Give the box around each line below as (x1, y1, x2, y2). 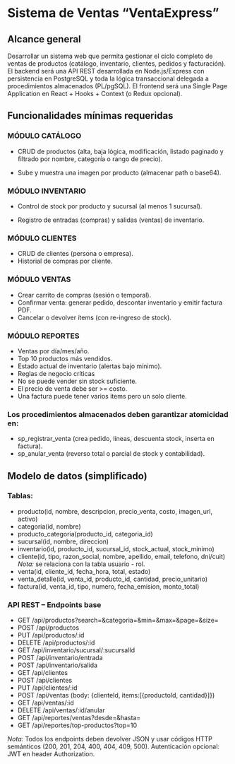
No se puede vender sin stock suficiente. (17, 377, 138, 385)
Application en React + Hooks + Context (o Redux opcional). (7, 90, 183, 98)
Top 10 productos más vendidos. (17, 354, 113, 363)
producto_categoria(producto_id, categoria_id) (17, 529, 153, 538)
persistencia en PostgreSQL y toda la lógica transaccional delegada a (7, 74, 210, 83)
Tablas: (7, 491, 34, 501)
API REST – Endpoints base (7, 599, 102, 609)
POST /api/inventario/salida (17, 661, 97, 669)
